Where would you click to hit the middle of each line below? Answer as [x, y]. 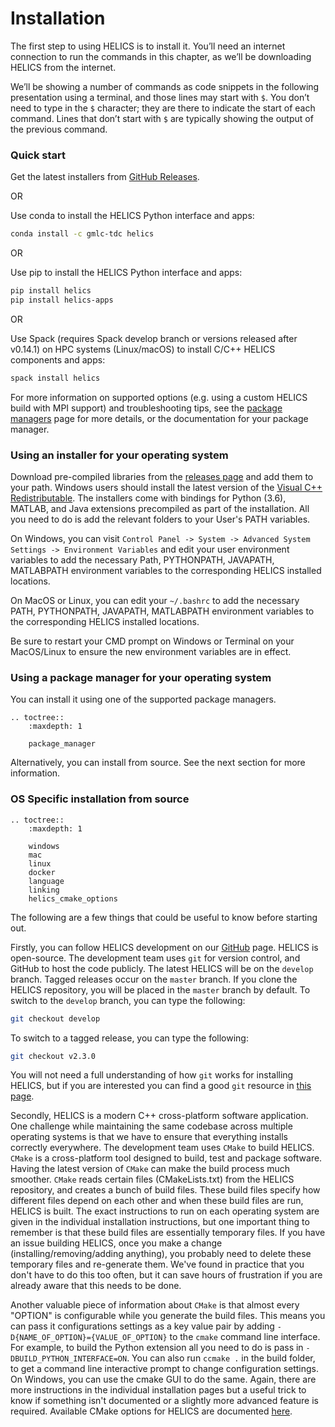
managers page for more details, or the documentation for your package [159, 418]
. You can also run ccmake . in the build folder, [221, 1358]
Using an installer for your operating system [119, 455]
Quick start [38, 155]
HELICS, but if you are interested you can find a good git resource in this [161, 1086]
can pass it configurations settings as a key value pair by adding [142, 1326]
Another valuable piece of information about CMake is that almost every [155, 1305]
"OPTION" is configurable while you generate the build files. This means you [168, 1316]
